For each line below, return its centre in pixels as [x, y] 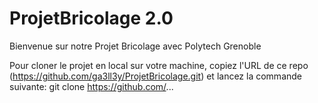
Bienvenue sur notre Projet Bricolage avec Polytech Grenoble [135, 46]
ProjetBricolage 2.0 [91, 18]
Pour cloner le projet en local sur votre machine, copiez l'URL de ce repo [159, 65]
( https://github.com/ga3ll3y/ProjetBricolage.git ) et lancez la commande [156, 76]
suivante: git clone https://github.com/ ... [91, 86]
